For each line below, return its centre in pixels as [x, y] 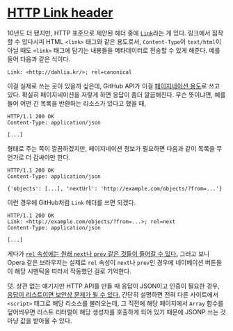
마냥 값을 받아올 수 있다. [40, 321]
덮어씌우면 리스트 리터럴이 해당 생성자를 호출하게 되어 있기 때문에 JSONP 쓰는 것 [116, 312]
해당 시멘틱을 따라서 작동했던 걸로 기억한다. [73, 271]
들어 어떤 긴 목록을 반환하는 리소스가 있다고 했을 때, [77, 103]
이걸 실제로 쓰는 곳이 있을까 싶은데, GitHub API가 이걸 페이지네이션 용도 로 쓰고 [114, 86]
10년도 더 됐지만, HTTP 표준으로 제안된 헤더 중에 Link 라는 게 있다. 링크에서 [109, 33]
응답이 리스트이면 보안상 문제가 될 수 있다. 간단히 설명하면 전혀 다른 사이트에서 [113, 294]
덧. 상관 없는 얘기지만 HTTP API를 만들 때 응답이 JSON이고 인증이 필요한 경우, [114, 286]
